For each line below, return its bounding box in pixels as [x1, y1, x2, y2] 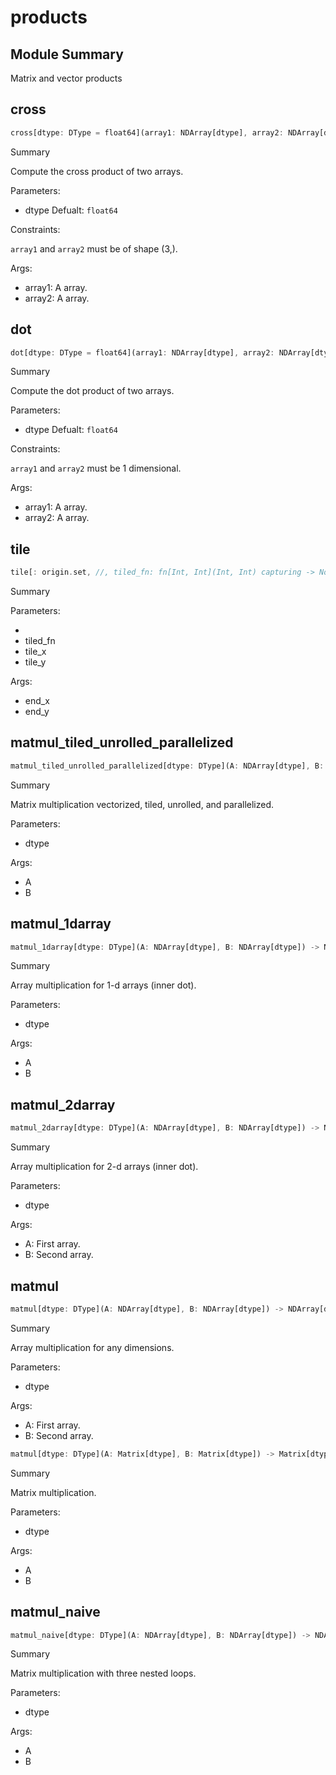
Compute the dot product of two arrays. [10, 385, 175, 397]
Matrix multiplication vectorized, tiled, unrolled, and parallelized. [10, 798, 275, 810]
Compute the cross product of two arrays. [10, 165, 184, 177]
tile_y [24, 656, 47, 668]
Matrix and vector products [10, 72, 123, 84]
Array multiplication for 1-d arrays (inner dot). [10, 979, 197, 991]
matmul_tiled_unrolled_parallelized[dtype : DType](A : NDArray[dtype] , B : [10, 761, 325, 771]
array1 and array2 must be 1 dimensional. [10, 462, 182, 475]
